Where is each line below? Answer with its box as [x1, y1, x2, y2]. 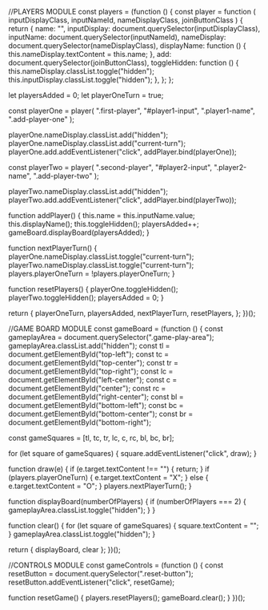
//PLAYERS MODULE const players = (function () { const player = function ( [8, 7, 256, 16]
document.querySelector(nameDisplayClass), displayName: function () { [8, 41, 246, 50]
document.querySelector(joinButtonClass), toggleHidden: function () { [8, 58, 239, 67]
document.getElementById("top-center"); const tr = [8, 358, 178, 367]
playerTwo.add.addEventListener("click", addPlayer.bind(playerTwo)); [8, 196, 237, 204]
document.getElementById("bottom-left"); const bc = [8, 401, 184, 410]
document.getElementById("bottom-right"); [8, 418, 152, 427]
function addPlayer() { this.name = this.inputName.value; [8, 211, 196, 220]
